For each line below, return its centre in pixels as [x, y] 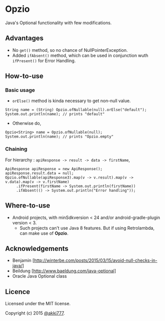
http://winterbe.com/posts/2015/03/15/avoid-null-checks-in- [96, 260]
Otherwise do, [27, 123]
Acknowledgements [37, 248]
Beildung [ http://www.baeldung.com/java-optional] [64, 271]
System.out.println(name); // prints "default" [55, 114]
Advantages [24, 38]
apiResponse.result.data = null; [40, 173]
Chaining [16, 149]
